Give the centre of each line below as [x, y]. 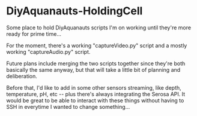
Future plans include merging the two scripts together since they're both [96, 63]
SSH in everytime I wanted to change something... [68, 106]
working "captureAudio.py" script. [48, 51]
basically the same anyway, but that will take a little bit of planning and [93, 69]
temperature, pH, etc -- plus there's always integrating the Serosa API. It [96, 94]
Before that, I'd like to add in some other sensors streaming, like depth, [94, 87]
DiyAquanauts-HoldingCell [74, 11]
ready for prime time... [34, 33]
